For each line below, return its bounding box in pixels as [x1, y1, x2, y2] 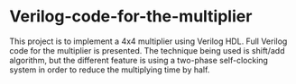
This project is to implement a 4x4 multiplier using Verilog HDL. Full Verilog [9, 36, 288, 46]
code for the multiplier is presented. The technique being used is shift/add [9, 45, 285, 55]
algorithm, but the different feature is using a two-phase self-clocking [9, 55, 269, 65]
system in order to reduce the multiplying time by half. [9, 64, 210, 75]
